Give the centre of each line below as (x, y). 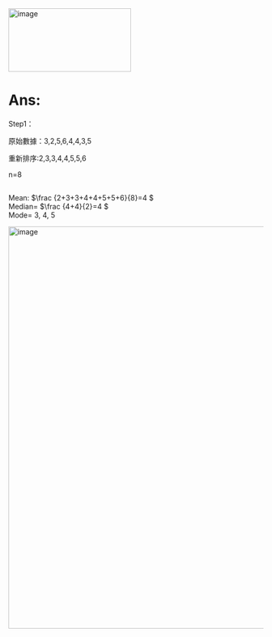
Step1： (21, 123)
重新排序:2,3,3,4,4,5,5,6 (47, 158)
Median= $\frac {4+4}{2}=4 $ (59, 207)
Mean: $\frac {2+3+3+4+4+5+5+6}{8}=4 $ (81, 198)
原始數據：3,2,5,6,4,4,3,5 (50, 140)
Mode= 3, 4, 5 (32, 215)
